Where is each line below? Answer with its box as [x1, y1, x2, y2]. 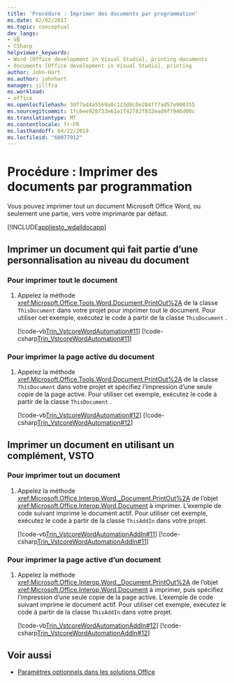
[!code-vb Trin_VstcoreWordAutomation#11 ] [17, 327, 141, 335]
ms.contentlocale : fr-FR [7, 120, 80, 128]
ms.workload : [7, 88, 45, 95]
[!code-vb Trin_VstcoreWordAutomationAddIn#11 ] [17, 530, 158, 538]
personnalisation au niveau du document [7, 254, 190, 266]
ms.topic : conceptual [7, 23, 71, 30]
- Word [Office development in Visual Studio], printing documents [7, 56, 208, 63]
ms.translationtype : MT [7, 114, 77, 121]
